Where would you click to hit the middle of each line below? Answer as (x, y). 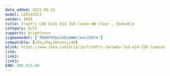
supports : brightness (28, 33)
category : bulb (21, 28)
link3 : (12, 61)
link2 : (12, 56)
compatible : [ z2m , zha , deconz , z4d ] (42, 42)
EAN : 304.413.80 (22, 65)
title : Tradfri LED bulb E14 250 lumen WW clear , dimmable (70, 24)
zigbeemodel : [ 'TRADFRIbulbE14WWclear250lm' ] (54, 38)
